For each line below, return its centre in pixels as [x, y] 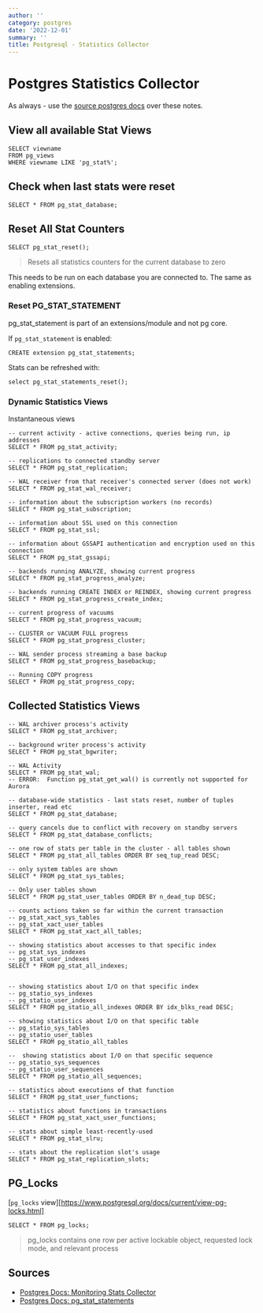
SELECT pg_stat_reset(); [49, 247]
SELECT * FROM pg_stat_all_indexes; [68, 966]
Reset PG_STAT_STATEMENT [65, 306]
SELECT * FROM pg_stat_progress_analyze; [77, 578]
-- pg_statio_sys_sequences [54, 1062]
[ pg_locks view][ [35, 1202]
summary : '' [28, 37]
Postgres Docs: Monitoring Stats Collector [87, 1292]
